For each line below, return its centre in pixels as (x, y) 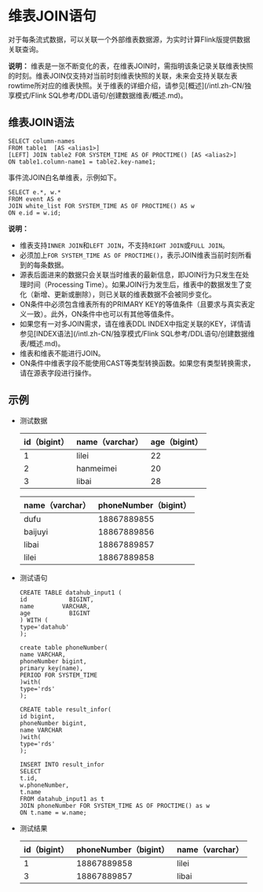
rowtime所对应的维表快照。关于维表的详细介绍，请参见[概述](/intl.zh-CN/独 (130, 85)
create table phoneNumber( (64, 648)
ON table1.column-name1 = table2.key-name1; (82, 162)
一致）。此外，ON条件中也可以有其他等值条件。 (102, 314)
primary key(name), (51, 668)
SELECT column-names (42, 141)
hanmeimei (97, 468)
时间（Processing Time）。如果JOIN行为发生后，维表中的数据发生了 (136, 284)
